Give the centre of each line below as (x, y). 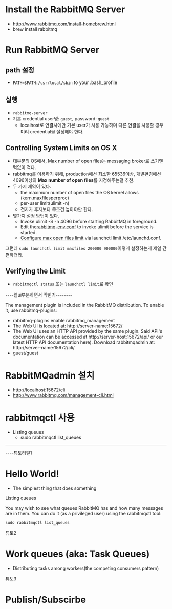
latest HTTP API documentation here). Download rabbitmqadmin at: (84, 342)
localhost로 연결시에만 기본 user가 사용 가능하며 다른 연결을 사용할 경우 (92, 125)
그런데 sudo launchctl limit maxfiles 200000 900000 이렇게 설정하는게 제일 (83, 248)
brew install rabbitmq (35, 29)
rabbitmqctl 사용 (40, 418)
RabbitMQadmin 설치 (50, 375)
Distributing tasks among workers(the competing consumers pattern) (86, 568)
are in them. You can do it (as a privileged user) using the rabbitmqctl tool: (84, 514)
